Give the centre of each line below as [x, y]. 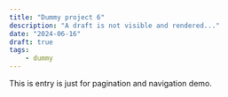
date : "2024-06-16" [45, 34]
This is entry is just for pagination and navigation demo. [111, 83]
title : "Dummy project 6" [57, 17]
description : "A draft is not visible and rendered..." [114, 26]
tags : [19, 50]
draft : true [31, 42]
